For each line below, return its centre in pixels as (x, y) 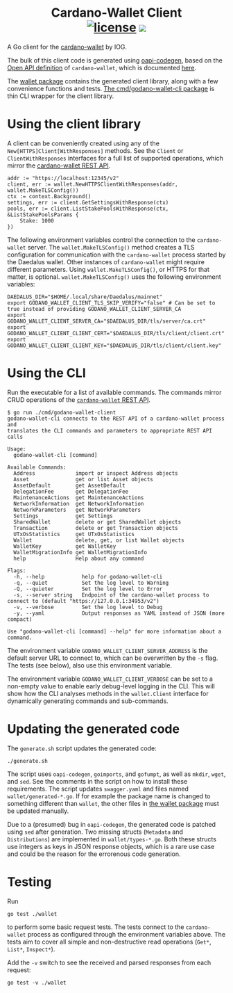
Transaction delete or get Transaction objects (96, 528)
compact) (20, 619)
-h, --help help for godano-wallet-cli (88, 576)
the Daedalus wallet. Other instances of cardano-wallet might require (106, 261)
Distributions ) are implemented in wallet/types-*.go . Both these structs (112, 839)
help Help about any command (79, 558)
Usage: (17, 449)
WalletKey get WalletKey (65, 546)
